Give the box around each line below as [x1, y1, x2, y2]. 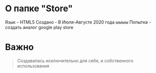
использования [17, 63, 49, 69]
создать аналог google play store [5, 24, 74, 30]
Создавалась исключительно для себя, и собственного [17, 57, 134, 64]
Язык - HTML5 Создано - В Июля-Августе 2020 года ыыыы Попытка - [5, 19, 151, 25]
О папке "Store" [5, 3, 73, 14]
